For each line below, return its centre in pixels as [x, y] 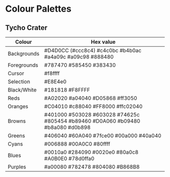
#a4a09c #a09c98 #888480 [79, 57]
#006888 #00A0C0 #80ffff [77, 144]
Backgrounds [24, 54]
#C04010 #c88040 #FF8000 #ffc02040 [93, 106]
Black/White [22, 90]
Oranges [18, 106]
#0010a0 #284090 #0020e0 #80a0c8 [91, 152]
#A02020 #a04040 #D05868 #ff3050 [91, 98]
